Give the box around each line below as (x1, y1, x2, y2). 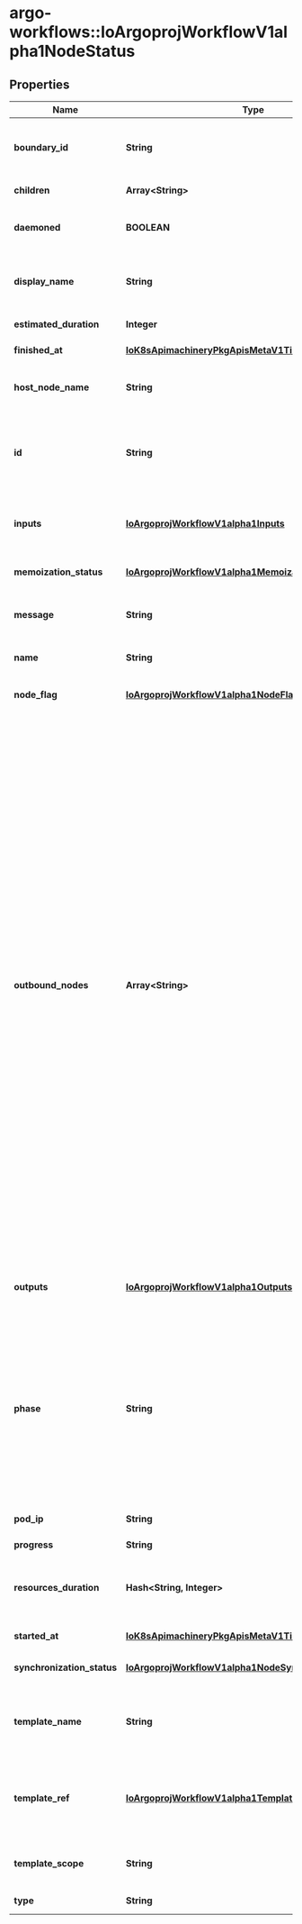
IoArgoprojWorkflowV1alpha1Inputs (125, 517, 285, 530)
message (13, 609, 54, 621)
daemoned (13, 222, 61, 233)
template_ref (13, 1792, 70, 1804)
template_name (13, 1715, 83, 1728)
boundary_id (13, 141, 69, 153)
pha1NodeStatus (9, 41, 136, 61)
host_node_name (13, 381, 90, 394)
